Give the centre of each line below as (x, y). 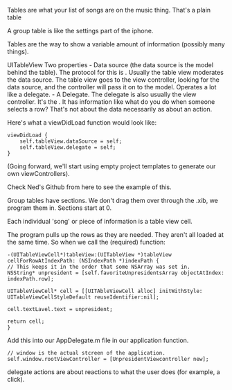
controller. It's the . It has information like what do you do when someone (111, 102)
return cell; (26, 321)
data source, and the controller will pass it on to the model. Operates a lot (112, 87)
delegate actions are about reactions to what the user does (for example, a (114, 372)
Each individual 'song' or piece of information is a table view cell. (100, 221)
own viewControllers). (39, 174)
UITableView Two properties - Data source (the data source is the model (110, 65)
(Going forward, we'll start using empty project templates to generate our (111, 166)
